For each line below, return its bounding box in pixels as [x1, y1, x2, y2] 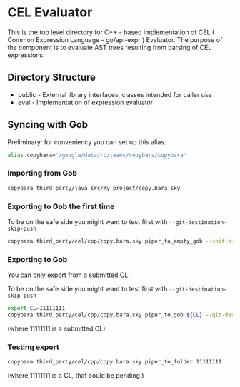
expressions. [7, 51, 45, 59]
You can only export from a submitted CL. [7, 271, 131, 279]
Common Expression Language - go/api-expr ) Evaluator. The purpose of [7, 35, 223, 44]
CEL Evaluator [7, 4, 93, 21]
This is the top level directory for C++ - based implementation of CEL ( [7, 28, 215, 36]
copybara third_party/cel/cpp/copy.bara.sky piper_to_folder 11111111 [7, 358, 222, 366]
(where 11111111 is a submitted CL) [7, 324, 106, 333]
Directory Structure [7, 71, 96, 84]
